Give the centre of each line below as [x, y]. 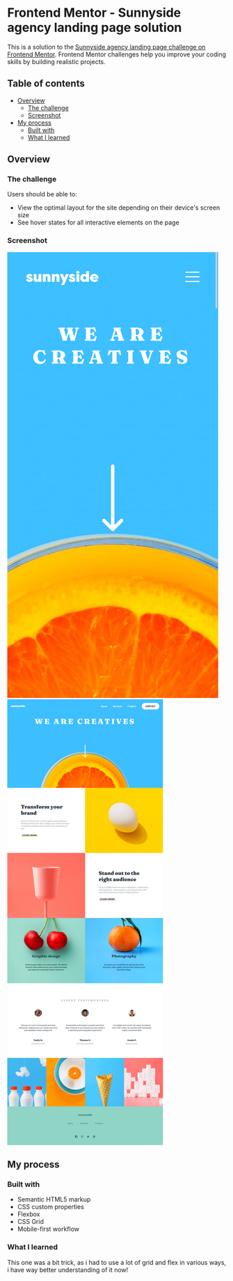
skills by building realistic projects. [56, 61]
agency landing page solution [95, 28]
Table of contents [46, 84]
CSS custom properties [51, 1207]
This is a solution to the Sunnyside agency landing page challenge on [106, 47]
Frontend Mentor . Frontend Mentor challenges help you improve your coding [117, 54]
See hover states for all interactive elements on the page [98, 223]
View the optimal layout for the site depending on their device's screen [119, 208]
